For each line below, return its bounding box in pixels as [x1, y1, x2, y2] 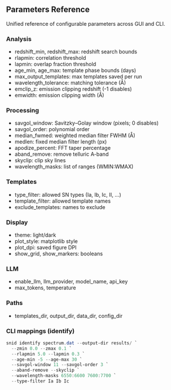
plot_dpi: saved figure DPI [14, 244, 77, 251]
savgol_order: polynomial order [14, 126, 90, 133]
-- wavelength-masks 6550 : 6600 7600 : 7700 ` [11, 373, 117, 379]
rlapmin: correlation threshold [14, 54, 86, 61]
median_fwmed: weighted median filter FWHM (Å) [14, 132, 136, 139]
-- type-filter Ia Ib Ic [11, 378, 69, 384]
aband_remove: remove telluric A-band [14, 150, 109, 158]
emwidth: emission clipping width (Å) [14, 92, 104, 99]
